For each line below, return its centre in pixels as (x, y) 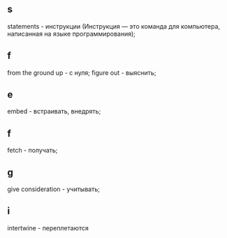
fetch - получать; (32, 150)
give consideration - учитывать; (53, 189)
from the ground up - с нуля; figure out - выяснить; (82, 72)
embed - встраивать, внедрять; (54, 111)
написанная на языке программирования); (72, 34)
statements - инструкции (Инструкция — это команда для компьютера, (114, 26)
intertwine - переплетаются (48, 227)
